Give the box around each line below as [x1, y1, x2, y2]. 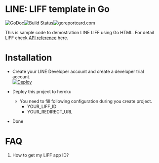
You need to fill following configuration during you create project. [19, 98, 152, 104]
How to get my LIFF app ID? [12, 152, 69, 158]
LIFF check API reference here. [5, 35, 68, 41]
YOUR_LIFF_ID [27, 103, 57, 109]
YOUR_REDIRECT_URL [27, 109, 73, 114]
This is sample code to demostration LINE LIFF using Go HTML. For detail [5, 29, 154, 35]
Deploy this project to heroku [12, 88, 72, 95]
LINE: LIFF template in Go [5, 3, 110, 15]
